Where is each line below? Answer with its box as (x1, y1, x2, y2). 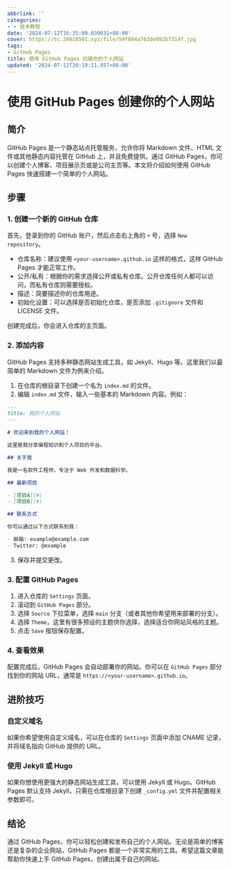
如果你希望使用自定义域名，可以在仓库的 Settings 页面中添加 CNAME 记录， (7, 733, 225, 742)
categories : (7, 17, 41, 24)
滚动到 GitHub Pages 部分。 (17, 601, 95, 609)
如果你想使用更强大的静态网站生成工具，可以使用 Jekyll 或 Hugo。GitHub (7, 778, 216, 787)
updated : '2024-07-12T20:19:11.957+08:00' (7, 62, 131, 69)
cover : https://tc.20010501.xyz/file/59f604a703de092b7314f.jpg (7, 36, 196, 43)
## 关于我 (7, 454, 33, 461)
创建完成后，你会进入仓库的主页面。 (7, 321, 111, 330)
